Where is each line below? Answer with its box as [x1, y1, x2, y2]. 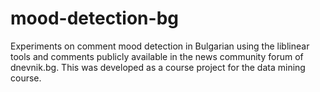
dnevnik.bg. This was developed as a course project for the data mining [10, 61, 306, 73]
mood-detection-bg [10, 7, 179, 30]
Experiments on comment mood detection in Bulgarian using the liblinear [10, 40, 310, 52]
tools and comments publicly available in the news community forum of [10, 50, 304, 62]
